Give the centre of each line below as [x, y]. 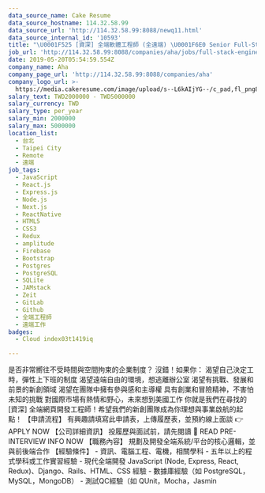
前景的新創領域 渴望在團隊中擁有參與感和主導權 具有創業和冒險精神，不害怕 [131, 389]
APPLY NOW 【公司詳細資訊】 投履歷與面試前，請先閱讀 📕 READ [113, 431]
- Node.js [31, 199]
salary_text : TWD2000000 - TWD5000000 [72, 97]
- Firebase [33, 251]
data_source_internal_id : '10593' [65, 38]
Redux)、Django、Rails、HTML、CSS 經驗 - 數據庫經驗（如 [105, 471]
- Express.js [37, 192]
